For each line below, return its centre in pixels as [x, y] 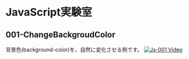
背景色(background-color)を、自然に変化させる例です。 [74, 49]
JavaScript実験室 [49, 12]
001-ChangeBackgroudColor [61, 34]
